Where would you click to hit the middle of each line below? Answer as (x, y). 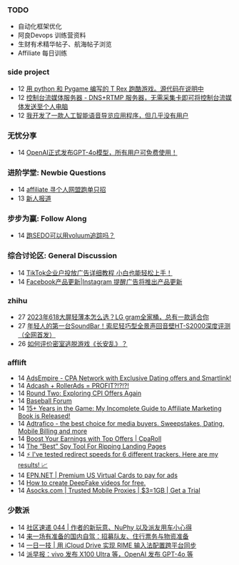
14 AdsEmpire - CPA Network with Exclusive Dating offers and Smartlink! (124, 378)
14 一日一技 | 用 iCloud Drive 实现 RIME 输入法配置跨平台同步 (107, 545)
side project (29, 72)
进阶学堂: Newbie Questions (57, 173)
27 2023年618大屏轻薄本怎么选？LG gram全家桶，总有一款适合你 (113, 317)
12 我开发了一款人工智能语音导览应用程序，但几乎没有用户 (103, 115)
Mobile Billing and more (52, 431)
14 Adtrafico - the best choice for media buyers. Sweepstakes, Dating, (121, 424)
